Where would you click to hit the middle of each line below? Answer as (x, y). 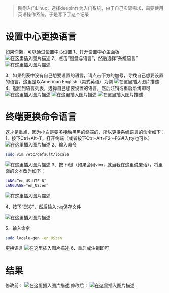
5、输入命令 (18, 228)
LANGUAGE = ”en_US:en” (27, 185)
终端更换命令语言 (41, 117)
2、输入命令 (64, 144)
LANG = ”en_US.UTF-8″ (26, 181)
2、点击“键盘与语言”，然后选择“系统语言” (95, 58)
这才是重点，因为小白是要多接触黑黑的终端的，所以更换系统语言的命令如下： (85, 132)
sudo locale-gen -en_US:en (34, 238)
